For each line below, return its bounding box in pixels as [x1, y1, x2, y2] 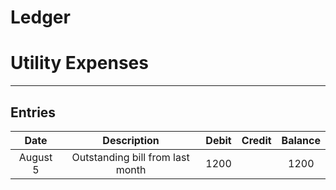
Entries [10, 104, 57, 121]
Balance [281, 133, 321, 147]
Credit [241, 133, 272, 147]
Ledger [10, 6, 71, 29]
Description [102, 133, 160, 147]
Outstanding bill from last [71, 150, 190, 164]
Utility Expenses [10, 52, 149, 75]
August [18, 150, 53, 164]
